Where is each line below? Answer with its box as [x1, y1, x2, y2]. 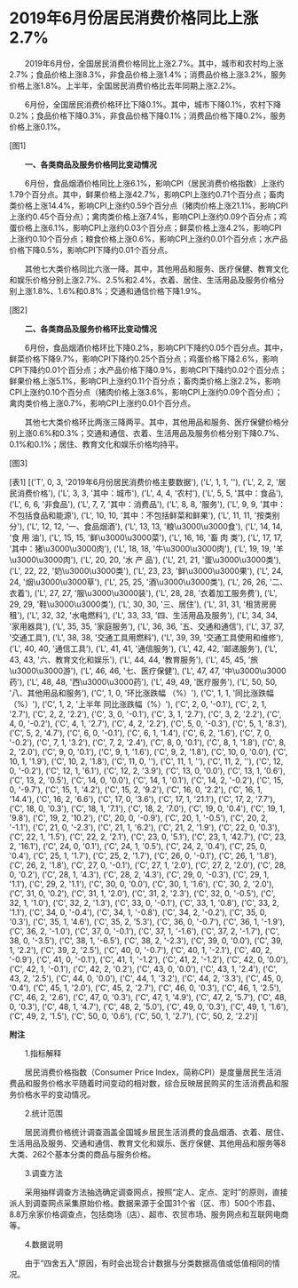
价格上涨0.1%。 [9, 121, 66, 131]
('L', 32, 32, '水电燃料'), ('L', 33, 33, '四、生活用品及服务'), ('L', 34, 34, [26, 609, 278, 620]
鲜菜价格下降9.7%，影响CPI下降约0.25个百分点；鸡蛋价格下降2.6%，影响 [9, 353, 278, 364]
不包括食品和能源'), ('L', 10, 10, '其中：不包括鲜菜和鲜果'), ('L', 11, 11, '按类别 [9, 510, 280, 521]
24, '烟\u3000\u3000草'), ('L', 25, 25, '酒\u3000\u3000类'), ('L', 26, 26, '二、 [9, 576, 288, 587]
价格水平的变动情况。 [16, 1089, 95, 1100]
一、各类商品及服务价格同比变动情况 [25, 159, 157, 170]
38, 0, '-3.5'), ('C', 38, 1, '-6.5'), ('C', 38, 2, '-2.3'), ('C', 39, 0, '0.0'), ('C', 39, [9, 934, 284, 946]
